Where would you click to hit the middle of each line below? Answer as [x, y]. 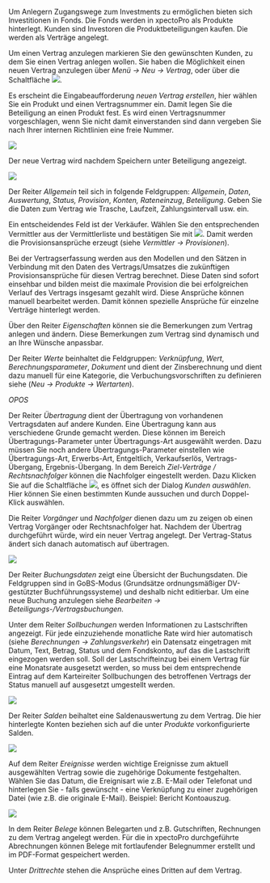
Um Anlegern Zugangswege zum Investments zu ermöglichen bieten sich [131, 12]
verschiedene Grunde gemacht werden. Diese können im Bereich [117, 433]
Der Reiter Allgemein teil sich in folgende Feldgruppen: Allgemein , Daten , [129, 192]
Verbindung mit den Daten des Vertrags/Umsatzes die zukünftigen [119, 267]
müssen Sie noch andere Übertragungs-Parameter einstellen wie [116, 450]
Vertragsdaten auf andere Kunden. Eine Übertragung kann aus [112, 424]
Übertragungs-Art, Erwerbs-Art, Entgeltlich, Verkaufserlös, [106, 458]
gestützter [25, 592]
